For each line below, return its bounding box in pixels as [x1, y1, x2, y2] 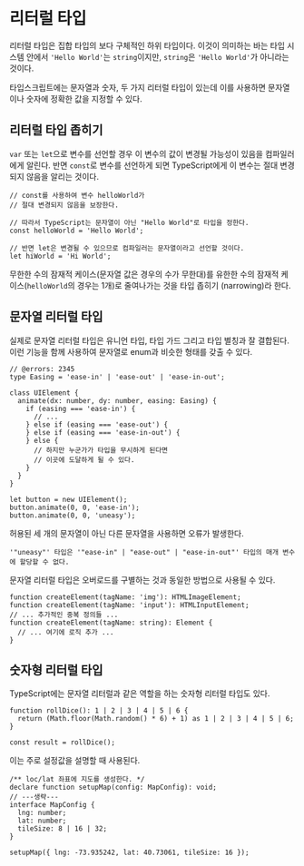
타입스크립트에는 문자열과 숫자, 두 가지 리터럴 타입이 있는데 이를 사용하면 [9, 82, 266, 93]
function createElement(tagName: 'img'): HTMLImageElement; [9, 592, 242, 602]
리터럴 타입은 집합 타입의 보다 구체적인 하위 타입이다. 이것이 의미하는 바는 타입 [9, 40, 286, 51]
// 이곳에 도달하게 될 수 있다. [33, 455, 135, 464]
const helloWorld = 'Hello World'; [9, 226, 144, 235]
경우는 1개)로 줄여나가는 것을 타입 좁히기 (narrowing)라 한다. [76, 280, 292, 290]
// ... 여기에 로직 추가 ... [17, 627, 114, 636]
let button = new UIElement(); [9, 495, 128, 504]
